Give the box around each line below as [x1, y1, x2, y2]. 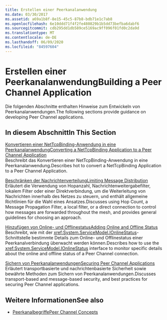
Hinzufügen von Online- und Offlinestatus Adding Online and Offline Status [5, 224, 158, 230]
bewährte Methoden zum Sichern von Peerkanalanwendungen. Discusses [5, 271, 156, 277]
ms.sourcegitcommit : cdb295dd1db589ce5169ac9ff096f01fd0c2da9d [5, 26, 140, 31]
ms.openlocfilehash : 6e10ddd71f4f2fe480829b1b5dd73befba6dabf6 [5, 21, 140, 26]
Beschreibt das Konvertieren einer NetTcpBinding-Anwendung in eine [5, 157, 148, 163]
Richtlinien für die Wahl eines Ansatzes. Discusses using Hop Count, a [5, 199, 148, 205]
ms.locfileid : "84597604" [5, 44, 59, 49]
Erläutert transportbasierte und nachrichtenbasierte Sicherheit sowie [5, 266, 147, 272]
